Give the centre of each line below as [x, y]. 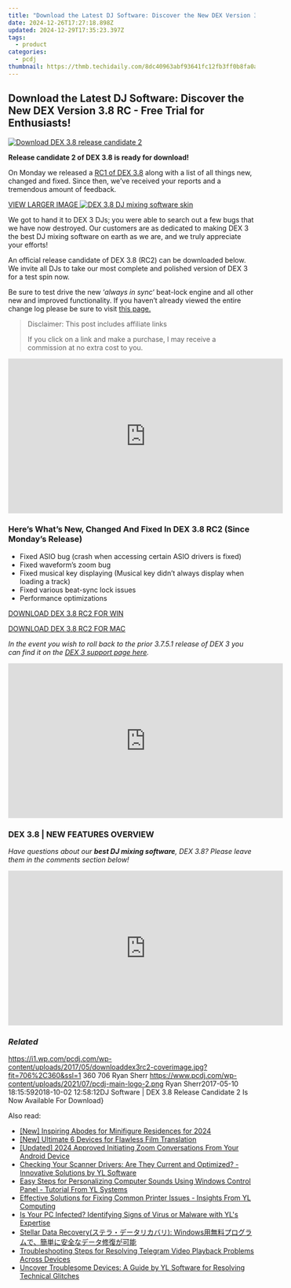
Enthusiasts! [40, 123]
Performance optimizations [63, 598]
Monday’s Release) [45, 539]
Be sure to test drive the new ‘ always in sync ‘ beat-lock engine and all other [131, 292]
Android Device [45, 1156]
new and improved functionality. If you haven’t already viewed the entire [125, 300]
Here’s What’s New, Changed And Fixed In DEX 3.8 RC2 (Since [129, 529]
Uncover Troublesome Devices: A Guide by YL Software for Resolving [132, 1268]
